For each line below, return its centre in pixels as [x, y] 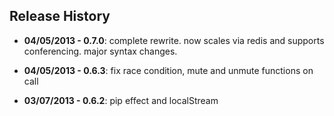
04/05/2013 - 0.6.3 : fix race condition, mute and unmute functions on [168, 70]
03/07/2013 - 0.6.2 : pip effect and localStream [121, 100]
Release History [60, 16]
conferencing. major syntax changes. [100, 51]
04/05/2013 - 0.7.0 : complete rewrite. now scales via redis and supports [174, 40]
